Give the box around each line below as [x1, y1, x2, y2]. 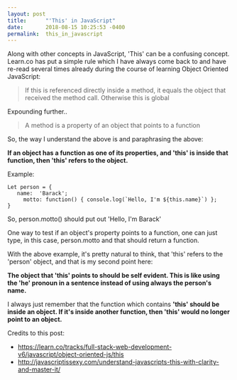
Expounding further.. [7, 107, 67, 116]
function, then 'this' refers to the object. [7, 156, 128, 165]
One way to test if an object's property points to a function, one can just [7, 229, 218, 237]
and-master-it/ [17, 365, 61, 374]
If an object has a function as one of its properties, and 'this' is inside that [7, 148, 228, 157]
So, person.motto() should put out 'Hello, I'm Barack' [7, 215, 162, 224]
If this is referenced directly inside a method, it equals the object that [24, 86, 226, 94]
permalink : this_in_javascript [7, 30, 103, 38]
